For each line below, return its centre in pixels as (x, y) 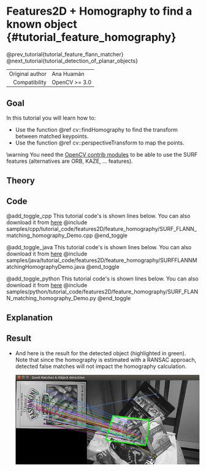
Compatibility (30, 82)
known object (42, 24)
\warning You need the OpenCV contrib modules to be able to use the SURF (102, 155)
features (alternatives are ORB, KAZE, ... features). (70, 161)
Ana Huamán (68, 73)
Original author (28, 73)
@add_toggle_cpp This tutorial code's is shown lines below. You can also (98, 216)
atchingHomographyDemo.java (46, 267)
